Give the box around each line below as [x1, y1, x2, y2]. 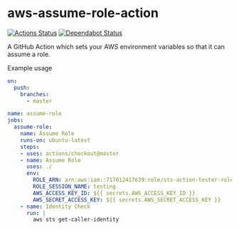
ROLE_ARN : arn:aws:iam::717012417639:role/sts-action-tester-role [33, 177, 234, 184]
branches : [20, 90, 50, 98]
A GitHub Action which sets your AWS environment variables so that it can [7, 42, 225, 51]
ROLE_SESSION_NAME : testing [33, 183, 116, 190]
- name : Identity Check [20, 203, 91, 210]
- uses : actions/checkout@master [20, 150, 119, 157]
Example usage [7, 63, 53, 72]
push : [14, 84, 31, 91]
